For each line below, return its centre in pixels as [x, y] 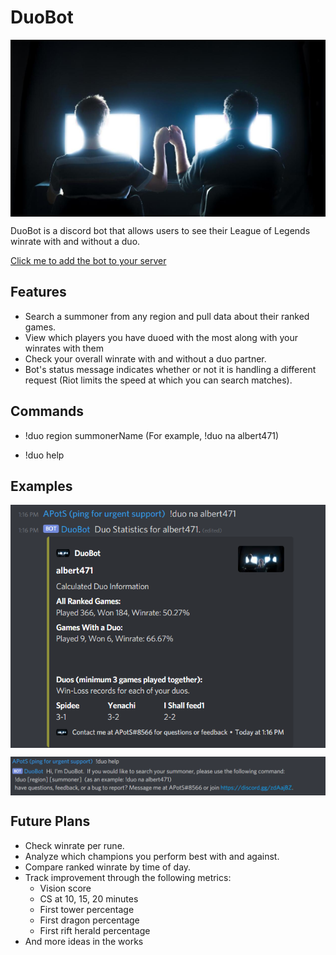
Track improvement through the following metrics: [128, 877]
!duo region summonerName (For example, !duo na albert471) [152, 435]
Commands [47, 411]
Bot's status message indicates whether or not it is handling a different [170, 369]
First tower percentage [87, 909]
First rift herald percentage [95, 930]
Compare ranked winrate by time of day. [108, 867]
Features [38, 292]
